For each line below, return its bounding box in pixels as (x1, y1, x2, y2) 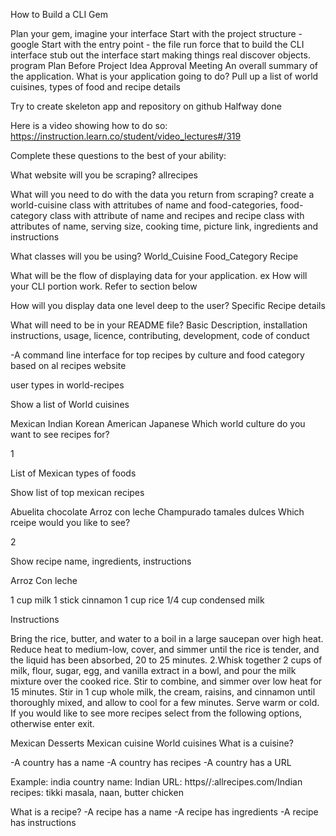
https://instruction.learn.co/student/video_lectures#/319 (10, 130, 242, 142)
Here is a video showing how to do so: (10, 120, 168, 131)
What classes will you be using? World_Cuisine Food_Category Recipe (10, 250, 299, 262)
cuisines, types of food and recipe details (10, 81, 181, 93)
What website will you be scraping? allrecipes (10, 169, 198, 181)
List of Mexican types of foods (10, 467, 137, 479)
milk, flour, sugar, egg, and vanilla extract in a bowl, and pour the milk (10, 665, 297, 676)
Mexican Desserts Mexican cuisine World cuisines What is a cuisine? (10, 737, 294, 749)
